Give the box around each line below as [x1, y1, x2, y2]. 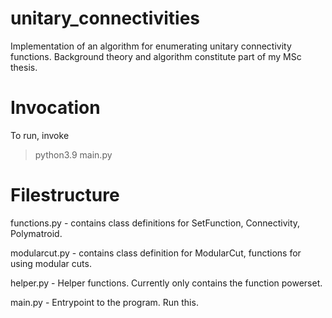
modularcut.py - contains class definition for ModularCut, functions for [10, 247, 302, 259]
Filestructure [10, 184, 120, 207]
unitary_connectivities [10, 7, 200, 30]
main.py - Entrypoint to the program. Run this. [10, 296, 199, 308]
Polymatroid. [10, 227, 63, 239]
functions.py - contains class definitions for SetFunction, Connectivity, [10, 217, 301, 229]
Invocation [10, 97, 101, 119]
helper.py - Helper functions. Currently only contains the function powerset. [10, 277, 323, 289]
